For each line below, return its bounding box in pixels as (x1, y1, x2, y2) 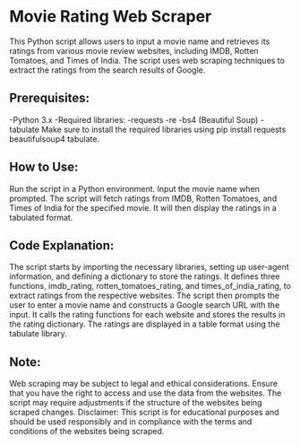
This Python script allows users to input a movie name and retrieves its (9, 36, 270, 47)
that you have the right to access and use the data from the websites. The (9, 388, 282, 398)
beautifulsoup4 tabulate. (9, 133, 100, 144)
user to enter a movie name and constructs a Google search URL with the (9, 300, 280, 310)
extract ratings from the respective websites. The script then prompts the (9, 290, 280, 301)
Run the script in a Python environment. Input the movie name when (9, 183, 260, 194)
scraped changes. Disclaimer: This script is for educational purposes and (9, 406, 279, 418)
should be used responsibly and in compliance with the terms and (9, 416, 253, 427)
